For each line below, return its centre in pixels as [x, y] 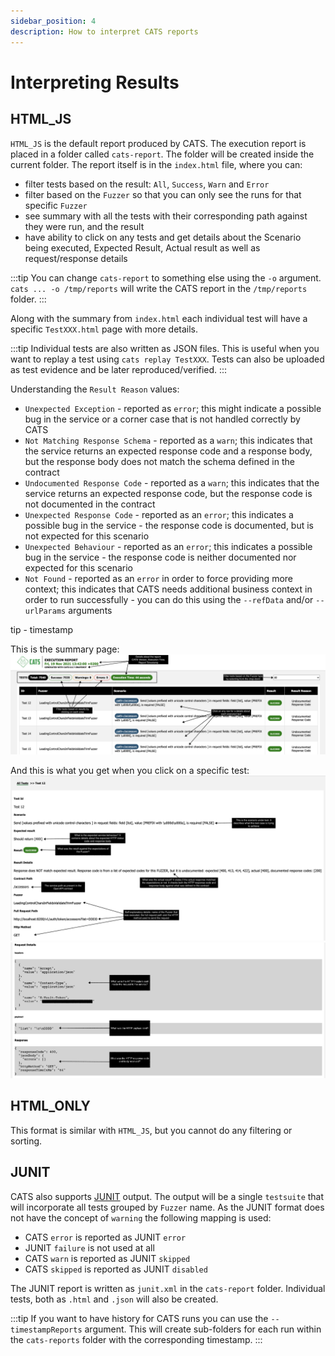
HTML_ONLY [50, 1106]
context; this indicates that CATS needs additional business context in [168, 589]
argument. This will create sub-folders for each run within [203, 1329]
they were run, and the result [84, 226]
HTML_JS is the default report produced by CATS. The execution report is [158, 143]
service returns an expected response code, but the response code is [168, 493]
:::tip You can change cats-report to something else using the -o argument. [166, 277]
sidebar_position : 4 [53, 21]
